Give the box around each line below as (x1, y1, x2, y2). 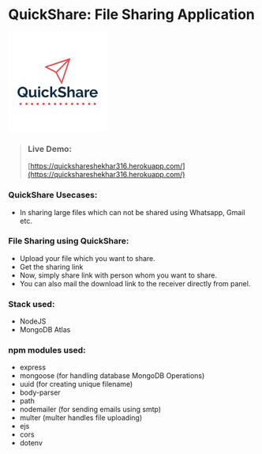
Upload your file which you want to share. (19, 253, 155, 263)
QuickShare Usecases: (8, 190, 98, 201)
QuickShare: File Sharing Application (8, 6, 255, 24)
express (19, 362, 46, 373)
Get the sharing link (19, 262, 84, 271)
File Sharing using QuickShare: (8, 236, 129, 247)
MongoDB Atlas (19, 325, 71, 335)
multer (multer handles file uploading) (19, 413, 143, 422)
